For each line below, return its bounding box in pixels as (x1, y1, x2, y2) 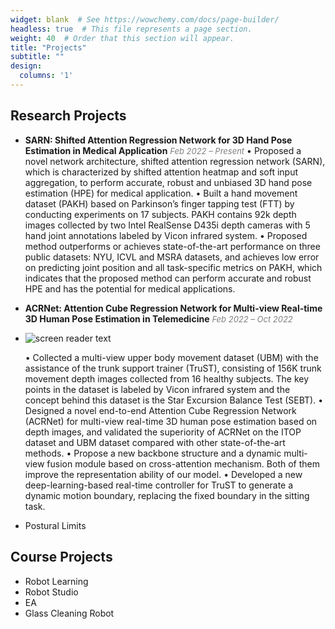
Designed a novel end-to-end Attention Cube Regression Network (24, 404, 297, 416)
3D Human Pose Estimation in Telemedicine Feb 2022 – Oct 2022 (24, 312, 293, 325)
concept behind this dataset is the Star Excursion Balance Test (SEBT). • (24, 394, 324, 406)
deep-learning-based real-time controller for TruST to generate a (24, 479, 294, 491)
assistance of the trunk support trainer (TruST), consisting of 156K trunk (24, 362, 322, 374)
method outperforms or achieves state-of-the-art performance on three (24, 240, 321, 252)
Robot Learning (24, 575, 89, 587)
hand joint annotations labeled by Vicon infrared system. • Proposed (24, 229, 308, 241)
